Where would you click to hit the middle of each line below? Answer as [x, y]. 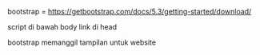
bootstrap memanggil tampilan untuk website [82, 42]
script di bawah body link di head [62, 27]
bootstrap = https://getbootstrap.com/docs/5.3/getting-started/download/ [130, 12]
